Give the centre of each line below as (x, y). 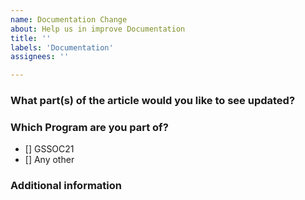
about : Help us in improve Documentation (98, 29)
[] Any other (49, 160)
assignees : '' (40, 57)
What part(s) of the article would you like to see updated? (153, 101)
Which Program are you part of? (89, 127)
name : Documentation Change (69, 19)
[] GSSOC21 (49, 149)
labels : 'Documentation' (62, 47)
